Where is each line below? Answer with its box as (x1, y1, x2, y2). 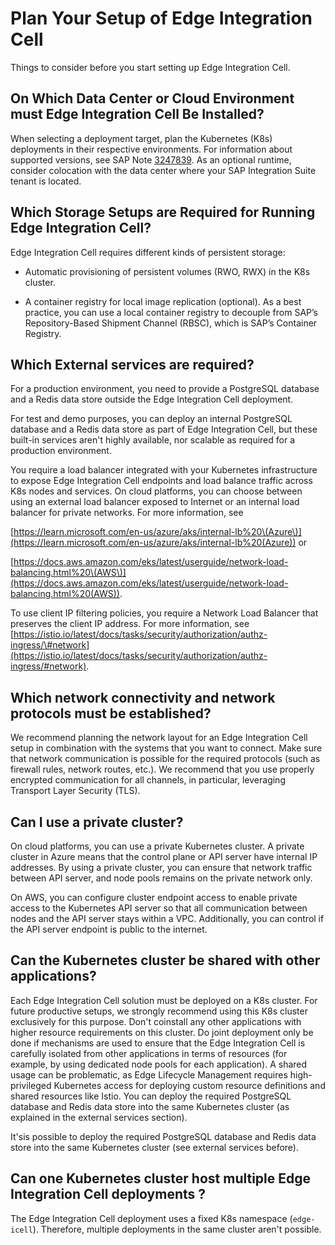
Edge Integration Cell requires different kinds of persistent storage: (10, 246, 286, 258)
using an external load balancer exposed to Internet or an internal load (10, 496, 300, 508)
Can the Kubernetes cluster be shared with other (10, 952, 321, 969)
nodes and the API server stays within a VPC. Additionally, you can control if (10, 913, 325, 924)
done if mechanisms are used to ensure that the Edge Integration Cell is (10, 1037, 306, 1049)
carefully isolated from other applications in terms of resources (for (10, 1047, 288, 1059)
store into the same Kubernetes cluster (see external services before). (10, 1141, 299, 1153)
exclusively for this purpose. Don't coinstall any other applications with (10, 1015, 302, 1027)
